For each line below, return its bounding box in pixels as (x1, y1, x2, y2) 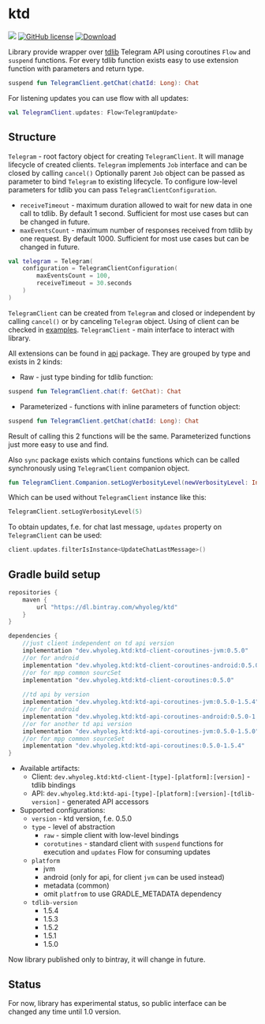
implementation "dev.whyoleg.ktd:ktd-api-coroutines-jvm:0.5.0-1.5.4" (22, 698, 259, 706)
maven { (22, 596, 47, 604)
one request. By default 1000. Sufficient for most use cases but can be (19, 233, 250, 243)
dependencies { (8, 632, 58, 640)
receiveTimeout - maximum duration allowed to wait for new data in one (19, 200, 252, 210)
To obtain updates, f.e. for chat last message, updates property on (8, 522, 222, 532)
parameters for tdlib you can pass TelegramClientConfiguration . (8, 184, 218, 194)
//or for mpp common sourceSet (22, 735, 125, 743)
